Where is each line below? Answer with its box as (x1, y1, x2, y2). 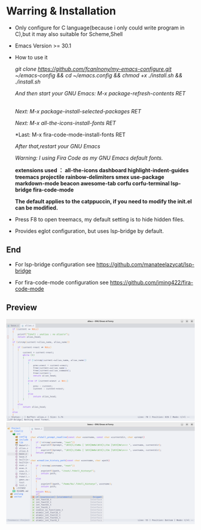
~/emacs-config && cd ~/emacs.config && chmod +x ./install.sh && (14, 71, 183, 79)
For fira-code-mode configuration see (14, 279, 109, 286)
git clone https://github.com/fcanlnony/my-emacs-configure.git (14, 65, 172, 73)
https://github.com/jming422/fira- (109, 279, 193, 286)
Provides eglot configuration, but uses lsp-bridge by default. (14, 227, 165, 235)
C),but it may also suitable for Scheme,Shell (14, 30, 123, 37)
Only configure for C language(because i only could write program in (14, 24, 185, 31)
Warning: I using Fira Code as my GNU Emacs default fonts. (14, 154, 163, 161)
